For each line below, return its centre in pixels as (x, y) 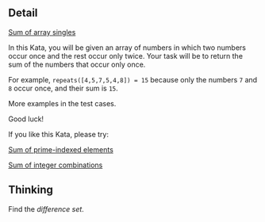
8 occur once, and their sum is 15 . (63, 88)
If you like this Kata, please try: (59, 134)
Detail (23, 13)
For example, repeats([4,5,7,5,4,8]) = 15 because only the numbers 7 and (133, 79)
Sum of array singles (42, 32)
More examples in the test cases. (62, 103)
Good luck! (26, 119)
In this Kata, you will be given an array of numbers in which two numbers (127, 48)
